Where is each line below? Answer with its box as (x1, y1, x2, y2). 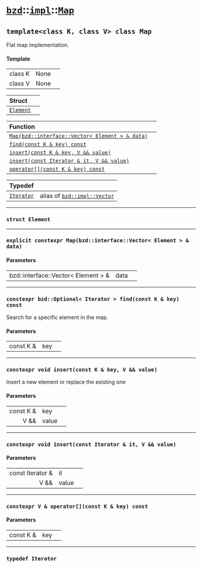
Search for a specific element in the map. (6, 313, 108, 321)
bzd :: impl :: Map (6, 3, 75, 17)
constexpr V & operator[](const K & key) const (6, 502, 148, 510)
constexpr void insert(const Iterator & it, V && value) (6, 441, 177, 448)
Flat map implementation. (6, 41, 69, 48)
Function (9, 123, 35, 131)
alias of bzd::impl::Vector (40, 192, 114, 200)
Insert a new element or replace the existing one (6, 379, 126, 386)
